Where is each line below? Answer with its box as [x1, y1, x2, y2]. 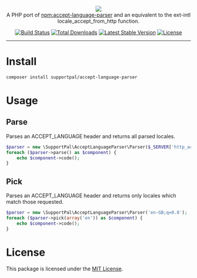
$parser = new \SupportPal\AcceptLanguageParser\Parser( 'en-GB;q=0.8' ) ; [6, 210, 188, 216]
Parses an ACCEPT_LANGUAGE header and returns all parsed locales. [6, 132, 176, 140]
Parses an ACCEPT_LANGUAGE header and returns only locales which [6, 192, 176, 199]
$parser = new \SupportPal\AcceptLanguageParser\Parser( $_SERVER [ [6, 144, 172, 150]
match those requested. [6, 198, 64, 205]
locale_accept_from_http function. [57, 18, 140, 25]
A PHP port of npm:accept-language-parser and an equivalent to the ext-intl [6, 12, 191, 18]
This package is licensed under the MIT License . [6, 265, 123, 272]
